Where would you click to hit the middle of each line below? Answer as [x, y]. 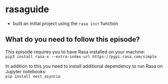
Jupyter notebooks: [26, 71]
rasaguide [27, 9]
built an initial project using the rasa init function [66, 23]
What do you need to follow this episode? [73, 39]
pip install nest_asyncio [33, 76]
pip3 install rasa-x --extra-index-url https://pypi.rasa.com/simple [81, 57]
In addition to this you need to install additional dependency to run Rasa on [84, 66]
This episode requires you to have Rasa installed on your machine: [75, 51]
